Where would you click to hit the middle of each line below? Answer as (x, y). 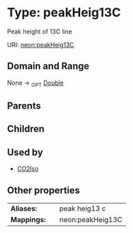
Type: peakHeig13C (64, 13)
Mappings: (28, 219)
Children (26, 129)
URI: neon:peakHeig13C (40, 44)
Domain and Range (48, 66)
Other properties (44, 190)
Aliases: (24, 208)
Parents (24, 106)
